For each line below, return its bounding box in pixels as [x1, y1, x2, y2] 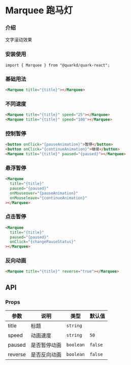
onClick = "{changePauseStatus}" [10, 239, 76, 245]
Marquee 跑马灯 [5, 5, 73, 16]
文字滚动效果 [5, 37, 32, 43]
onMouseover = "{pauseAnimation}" [10, 190, 79, 196]
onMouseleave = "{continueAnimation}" [10, 195, 87, 201]
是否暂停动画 [30, 342, 62, 349]
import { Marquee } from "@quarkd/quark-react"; [5, 62, 110, 68]
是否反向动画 [30, 351, 62, 358]
